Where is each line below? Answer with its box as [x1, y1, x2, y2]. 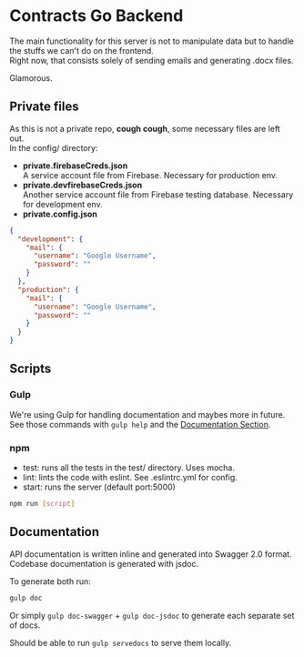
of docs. [9, 620, 41, 631]
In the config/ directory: [9, 142, 98, 153]
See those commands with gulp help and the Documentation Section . [9, 419, 271, 430]
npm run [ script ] [9, 499, 76, 508]
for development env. [22, 198, 103, 209]
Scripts [9, 361, 52, 377]
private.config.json [22, 208, 98, 219]
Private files [9, 99, 79, 115]
